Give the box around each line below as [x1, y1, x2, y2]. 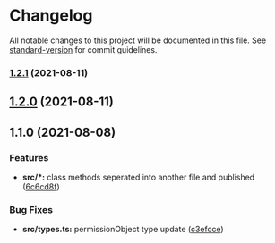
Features [9, 151, 49, 163]
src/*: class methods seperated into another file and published [21, 172, 255, 182]
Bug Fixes [9, 203, 54, 215]
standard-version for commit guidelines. [9, 44, 158, 54]
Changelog [9, 5, 93, 26]
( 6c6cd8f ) [21, 180, 60, 192]
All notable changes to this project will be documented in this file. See [9, 35, 267, 46]
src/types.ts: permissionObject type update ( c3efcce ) [21, 224, 224, 235]
